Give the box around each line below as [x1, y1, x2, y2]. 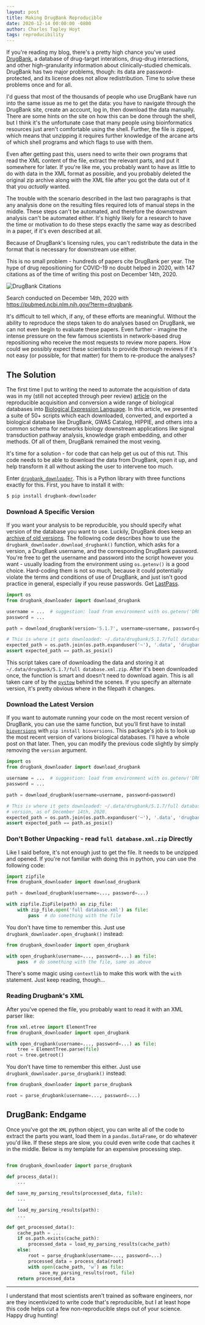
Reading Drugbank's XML [6, 992, 84, 1000]
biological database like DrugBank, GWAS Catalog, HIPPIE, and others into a [6, 418, 197, 426]
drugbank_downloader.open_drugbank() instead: [6, 930, 124, 937]
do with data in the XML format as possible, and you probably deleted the [6, 170, 191, 178]
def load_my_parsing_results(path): [6, 1207, 99, 1214]
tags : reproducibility [6, 32, 64, 38]
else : [17, 1247, 32, 1253]
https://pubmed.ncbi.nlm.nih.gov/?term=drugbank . [6, 301, 134, 308]
